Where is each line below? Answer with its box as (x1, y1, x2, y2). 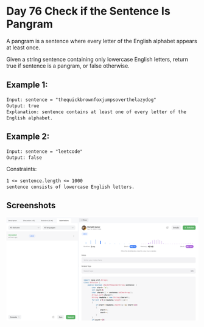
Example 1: (6, 80, 48, 90)
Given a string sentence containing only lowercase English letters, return (6, 55, 189, 63)
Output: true (6, 102, 40, 109)
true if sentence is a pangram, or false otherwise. (6, 62, 130, 69)
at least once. (6, 44, 41, 51)
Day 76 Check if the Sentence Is (6, 4, 171, 18)
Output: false (6, 154, 43, 161)
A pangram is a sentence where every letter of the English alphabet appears (6, 37, 197, 44)
